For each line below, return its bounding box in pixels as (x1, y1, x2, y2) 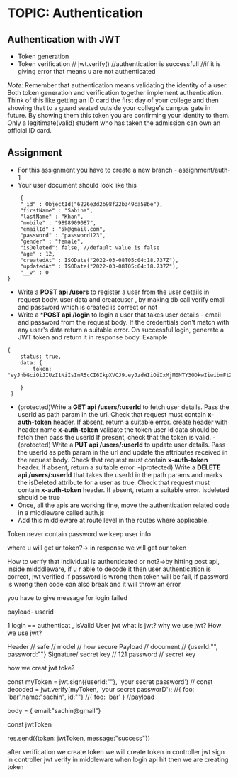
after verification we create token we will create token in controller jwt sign (7, 747, 225, 756)
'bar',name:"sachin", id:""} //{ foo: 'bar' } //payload (7, 692, 155, 701)
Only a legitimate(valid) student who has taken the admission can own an (7, 119, 221, 127)
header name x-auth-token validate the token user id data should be (17, 425, 219, 434)
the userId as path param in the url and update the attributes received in (17, 447, 228, 456)
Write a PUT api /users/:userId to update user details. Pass (52, 440, 226, 449)
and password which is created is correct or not (17, 303, 158, 311)
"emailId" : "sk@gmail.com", (20, 225, 106, 232)
